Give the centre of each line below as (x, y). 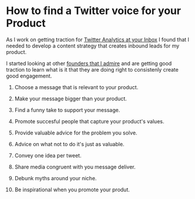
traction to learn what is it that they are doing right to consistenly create (92, 69)
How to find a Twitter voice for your (94, 11)
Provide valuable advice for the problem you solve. (76, 133)
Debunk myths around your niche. (56, 178)
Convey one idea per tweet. (48, 155)
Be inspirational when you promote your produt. (72, 190)
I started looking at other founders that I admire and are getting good (89, 63)
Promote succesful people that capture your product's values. (89, 121)
